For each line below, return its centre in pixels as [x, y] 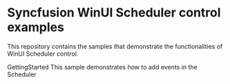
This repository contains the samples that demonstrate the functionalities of [115, 46]
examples [36, 27]
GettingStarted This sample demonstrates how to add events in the [103, 67]
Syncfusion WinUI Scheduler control [114, 13]
